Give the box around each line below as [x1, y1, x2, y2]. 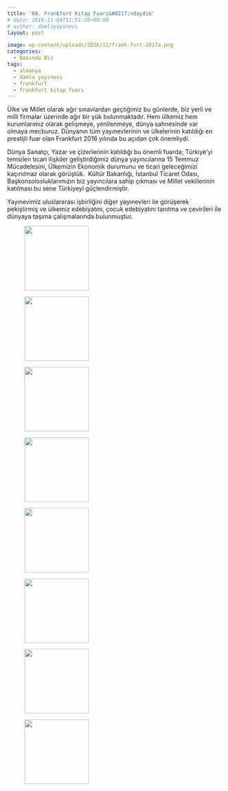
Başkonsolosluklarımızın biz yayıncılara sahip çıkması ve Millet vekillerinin [7, 177, 215, 186]
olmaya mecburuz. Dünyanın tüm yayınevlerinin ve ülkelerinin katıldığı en [7, 127, 213, 136]
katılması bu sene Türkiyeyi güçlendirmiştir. [7, 184, 129, 193]
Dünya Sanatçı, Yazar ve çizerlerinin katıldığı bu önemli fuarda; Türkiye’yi [7, 148, 213, 156]
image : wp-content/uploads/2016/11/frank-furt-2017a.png [7, 42, 174, 49]
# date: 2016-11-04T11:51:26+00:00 [7, 17, 109, 23]
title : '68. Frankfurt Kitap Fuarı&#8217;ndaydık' [7, 10, 155, 17]
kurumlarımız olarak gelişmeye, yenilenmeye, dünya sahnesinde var [7, 120, 198, 128]
